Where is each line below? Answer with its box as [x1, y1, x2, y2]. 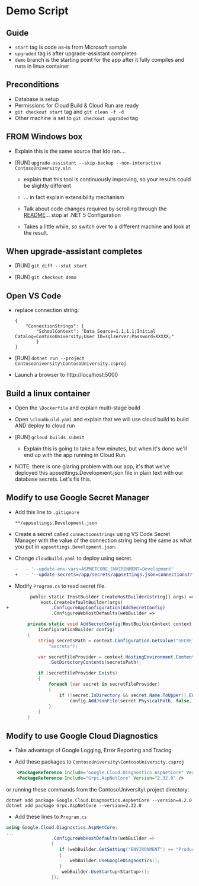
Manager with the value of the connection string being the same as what [14, 537, 192, 544]
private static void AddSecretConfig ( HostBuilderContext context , [27, 621, 195, 628]
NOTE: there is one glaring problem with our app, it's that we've [14, 463, 170, 470]
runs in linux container [14, 62, 69, 70]
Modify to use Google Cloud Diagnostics [6, 731, 158, 741]
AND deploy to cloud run [14, 422, 75, 429]
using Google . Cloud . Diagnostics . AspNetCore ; [6, 824, 118, 830]
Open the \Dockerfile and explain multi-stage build [14, 404, 140, 411]
